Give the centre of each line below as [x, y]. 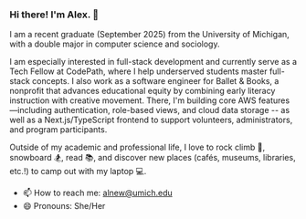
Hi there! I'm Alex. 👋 [54, 15]
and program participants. [58, 130]
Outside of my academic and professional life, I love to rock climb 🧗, [137, 147]
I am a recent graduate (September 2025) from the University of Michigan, [149, 35]
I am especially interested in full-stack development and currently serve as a [153, 62]
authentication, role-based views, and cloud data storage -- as [172, 110]
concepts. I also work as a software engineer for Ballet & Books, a [155, 81]
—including [31, 110]
